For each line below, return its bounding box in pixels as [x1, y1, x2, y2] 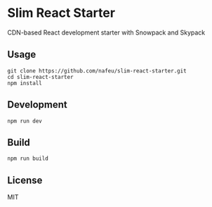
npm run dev [7, 118, 42, 125]
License [7, 174, 43, 186]
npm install [7, 80, 42, 87]
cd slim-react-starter [7, 73, 74, 80]
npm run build [7, 155, 49, 163]
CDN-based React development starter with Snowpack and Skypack [7, 28, 206, 37]
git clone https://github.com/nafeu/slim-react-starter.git [7, 67, 187, 75]
